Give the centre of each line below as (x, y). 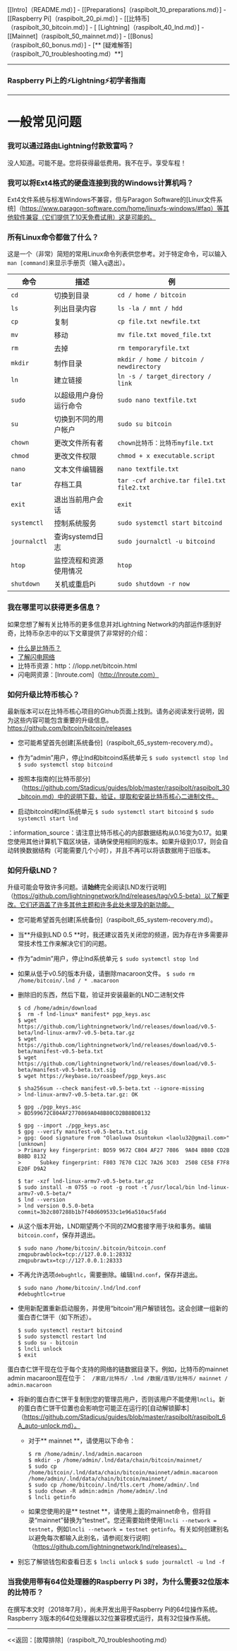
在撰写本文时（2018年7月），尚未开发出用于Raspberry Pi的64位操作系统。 (114, 1609)
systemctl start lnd (48, 818)
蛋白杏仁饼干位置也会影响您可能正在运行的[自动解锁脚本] (107, 1408)
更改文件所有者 (79, 443)
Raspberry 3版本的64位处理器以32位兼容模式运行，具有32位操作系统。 (111, 1618)
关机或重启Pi (75, 584)
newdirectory (139, 367)
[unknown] (32, 1144)
